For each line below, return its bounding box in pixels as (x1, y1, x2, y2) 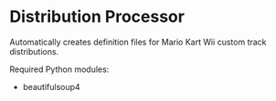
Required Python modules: (9, 64, 110, 75)
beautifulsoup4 (22, 81, 80, 92)
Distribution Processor (9, 6, 186, 27)
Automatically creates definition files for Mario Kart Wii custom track (9, 36, 267, 47)
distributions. (9, 45, 59, 56)
